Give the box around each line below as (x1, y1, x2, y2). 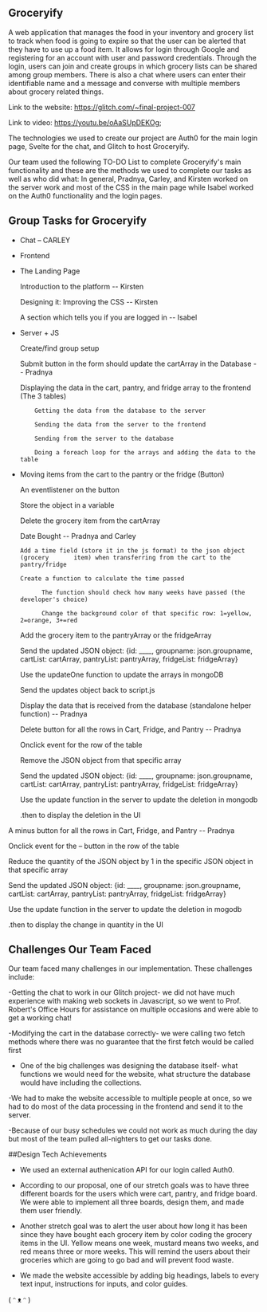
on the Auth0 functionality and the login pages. (8, 191, 163, 200)
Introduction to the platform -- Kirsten (19, 281, 144, 291)
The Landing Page (19, 266, 80, 276)
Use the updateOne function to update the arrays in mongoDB (19, 670, 224, 679)
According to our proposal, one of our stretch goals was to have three (19, 1180, 249, 1190)
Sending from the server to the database (34, 434, 174, 442)
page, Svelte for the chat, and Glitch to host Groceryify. (8, 141, 190, 151)
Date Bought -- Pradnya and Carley (19, 531, 137, 540)
